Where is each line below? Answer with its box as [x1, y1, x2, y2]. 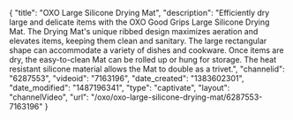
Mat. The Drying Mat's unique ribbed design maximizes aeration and [9, 26, 259, 36]
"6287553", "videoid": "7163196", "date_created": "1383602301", [9, 73, 244, 83]
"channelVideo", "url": [9, 92, 90, 102]
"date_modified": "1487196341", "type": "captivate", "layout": [9, 83, 230, 93]
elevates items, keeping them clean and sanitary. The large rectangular [9, 35, 267, 46]
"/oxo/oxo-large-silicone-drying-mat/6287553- [91, 92, 263, 102]
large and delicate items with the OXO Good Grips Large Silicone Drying [9, 17, 270, 27]
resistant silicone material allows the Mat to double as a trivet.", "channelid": [9, 64, 285, 74]
